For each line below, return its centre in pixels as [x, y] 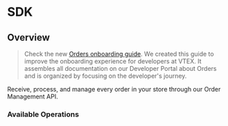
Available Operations [43, 114]
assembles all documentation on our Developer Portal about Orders [120, 69]
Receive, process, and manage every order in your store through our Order [114, 89]
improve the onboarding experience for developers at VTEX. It [113, 61]
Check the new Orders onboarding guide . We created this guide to [119, 54]
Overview [29, 38]
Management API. [33, 96]
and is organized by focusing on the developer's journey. [105, 76]
